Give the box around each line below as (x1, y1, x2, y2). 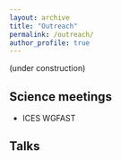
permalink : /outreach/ (9, 30, 94, 39)
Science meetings (9, 89, 112, 104)
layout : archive (9, 13, 70, 22)
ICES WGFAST (22, 113, 76, 124)
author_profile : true (9, 38, 91, 48)
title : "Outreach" (9, 22, 78, 31)
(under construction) (9, 63, 86, 74)
